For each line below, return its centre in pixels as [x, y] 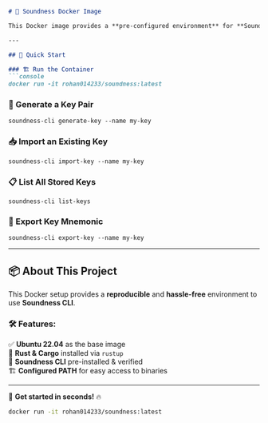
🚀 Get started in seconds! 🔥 [55, 397]
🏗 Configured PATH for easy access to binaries [88, 371]
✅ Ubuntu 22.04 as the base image [67, 345]
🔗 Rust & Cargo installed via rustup [66, 353]
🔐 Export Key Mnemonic [56, 221]
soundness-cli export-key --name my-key [77, 238]
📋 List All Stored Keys [52, 182]
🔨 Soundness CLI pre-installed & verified [76, 362]
